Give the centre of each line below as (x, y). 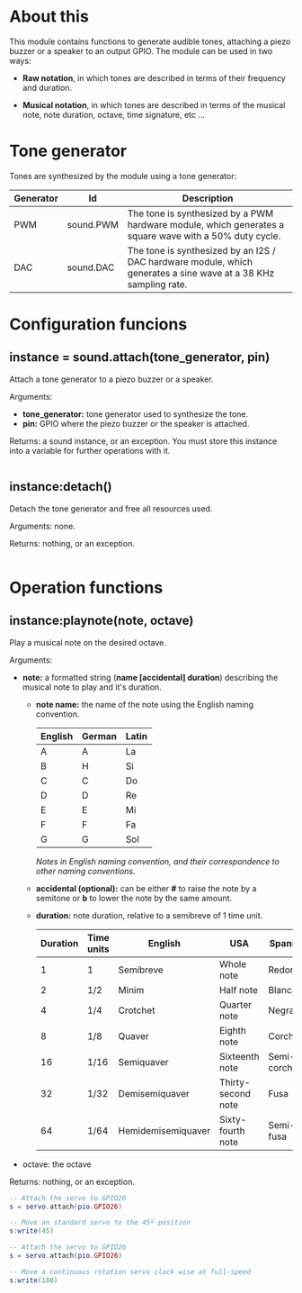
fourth (232, 1130)
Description (208, 198)
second (235, 1093)
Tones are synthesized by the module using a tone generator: (123, 176)
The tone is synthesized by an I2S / (201, 250)
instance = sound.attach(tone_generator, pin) (140, 357)
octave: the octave (57, 1164)
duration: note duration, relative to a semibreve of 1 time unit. (149, 915)
